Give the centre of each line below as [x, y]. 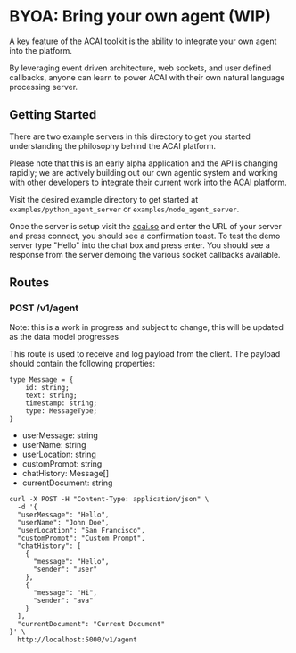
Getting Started [53, 115]
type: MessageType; [62, 411]
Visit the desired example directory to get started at [104, 199]
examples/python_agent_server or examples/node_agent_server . [124, 209]
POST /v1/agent [44, 308]
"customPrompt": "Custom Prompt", [81, 538]
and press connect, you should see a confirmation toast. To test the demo [145, 236]
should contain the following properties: [82, 364]
